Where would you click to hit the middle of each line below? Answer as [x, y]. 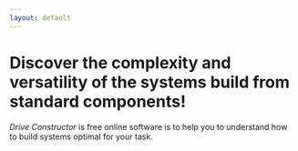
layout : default [40, 18]
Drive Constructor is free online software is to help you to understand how [149, 126]
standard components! [98, 101]
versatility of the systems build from [149, 82]
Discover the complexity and [120, 62]
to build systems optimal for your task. [81, 136]
